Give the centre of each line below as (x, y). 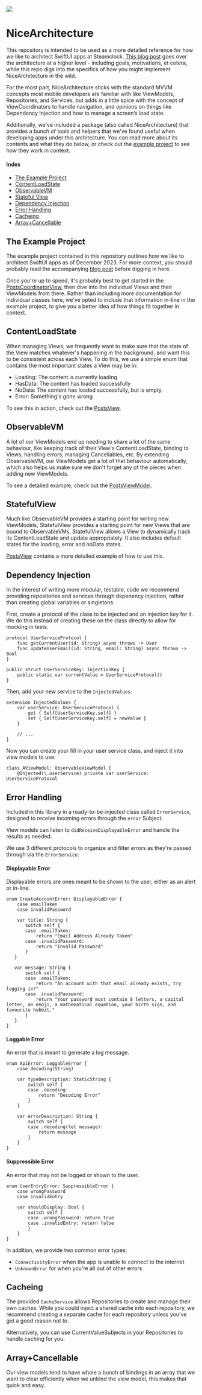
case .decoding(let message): (66, 1127)
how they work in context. (38, 150)
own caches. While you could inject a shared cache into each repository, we (101, 1308)
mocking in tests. (27, 627)
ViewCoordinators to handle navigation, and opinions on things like (89, 106)
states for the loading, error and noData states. (64, 544)
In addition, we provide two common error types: (67, 1250)
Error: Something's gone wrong (54, 396)
